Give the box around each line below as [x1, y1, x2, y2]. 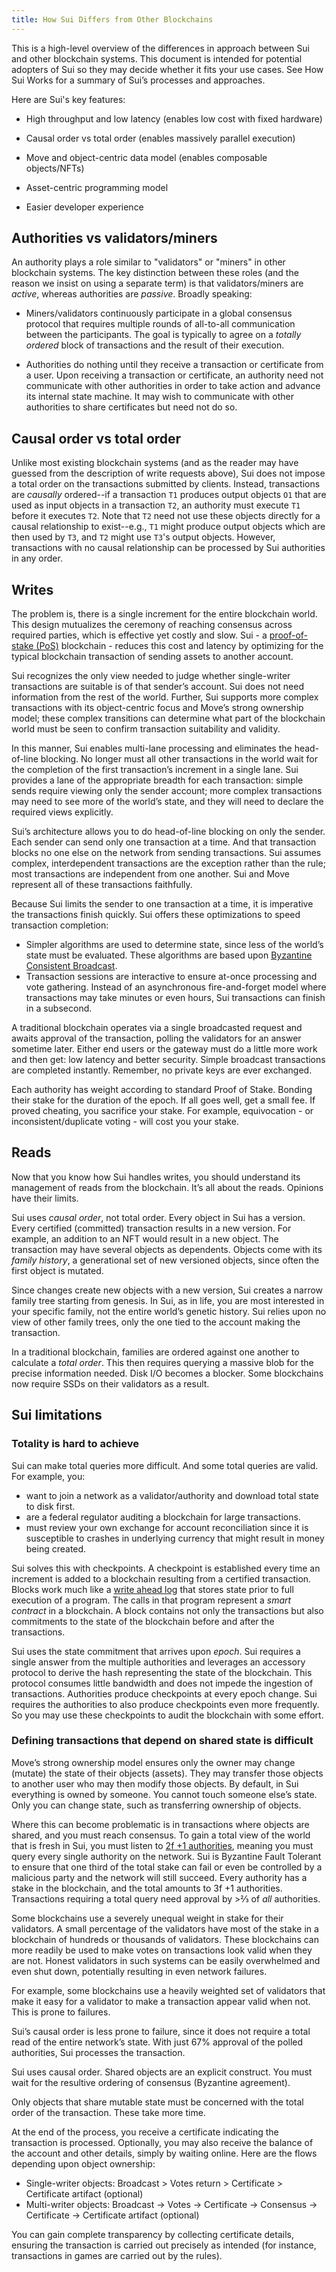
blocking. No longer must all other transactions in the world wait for [40, 753, 318, 765]
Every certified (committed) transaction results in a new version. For [11, 1222, 292, 1234]
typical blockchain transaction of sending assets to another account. [11, 651, 294, 663]
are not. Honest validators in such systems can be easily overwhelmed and [11, 1954, 321, 1966]
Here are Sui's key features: [11, 93, 126, 105]
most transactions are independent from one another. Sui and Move [11, 868, 290, 880]
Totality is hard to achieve [11, 1437, 139, 1451]
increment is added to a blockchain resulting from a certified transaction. [11, 1572, 312, 1585]
